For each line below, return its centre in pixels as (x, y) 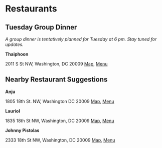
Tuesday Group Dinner (41, 27)
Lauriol (13, 111)
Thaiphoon (17, 54)
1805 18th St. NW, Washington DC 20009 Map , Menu (60, 101)
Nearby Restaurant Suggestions (56, 80)
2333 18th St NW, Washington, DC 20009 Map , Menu (60, 140)
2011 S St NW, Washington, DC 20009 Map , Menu (56, 64)
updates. (14, 44)
